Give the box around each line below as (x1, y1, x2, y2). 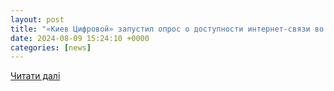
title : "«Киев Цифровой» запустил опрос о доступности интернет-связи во (10, 24, 325, 34)
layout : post (10, 14, 65, 25)
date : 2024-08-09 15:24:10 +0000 (10, 33, 150, 43)
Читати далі (10, 70, 61, 82)
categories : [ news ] (10, 42, 92, 53)
